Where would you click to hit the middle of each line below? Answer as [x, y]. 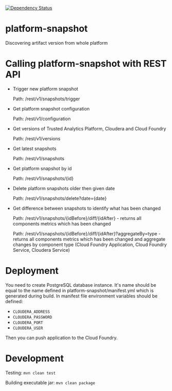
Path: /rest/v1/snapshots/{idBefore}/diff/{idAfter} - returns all [77, 218]
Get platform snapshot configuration [51, 108]
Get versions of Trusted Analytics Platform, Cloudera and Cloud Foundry [89, 128]
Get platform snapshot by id [42, 168]
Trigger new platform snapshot [45, 89]
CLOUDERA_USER [28, 328]
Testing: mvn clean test [31, 373]
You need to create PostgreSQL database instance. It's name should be [81, 285]
